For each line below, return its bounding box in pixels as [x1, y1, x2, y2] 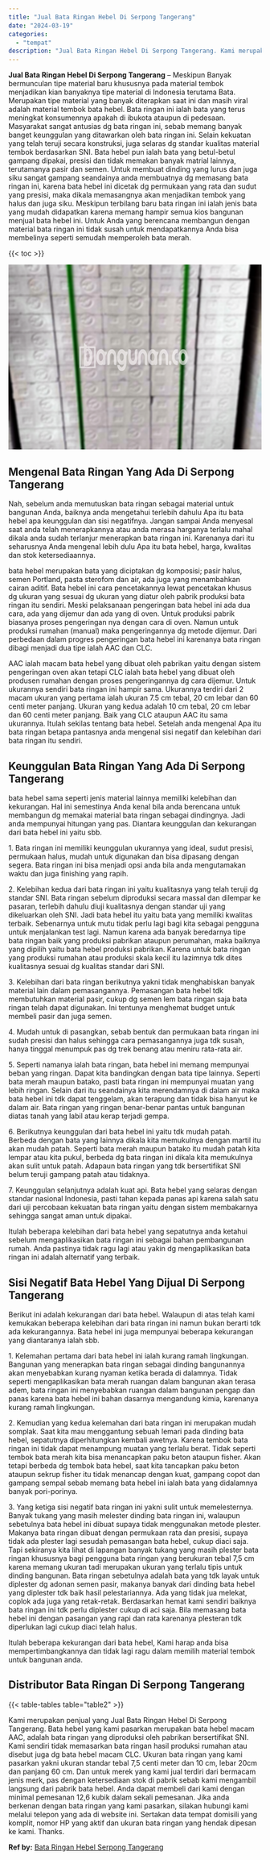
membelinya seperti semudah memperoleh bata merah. [8, 233, 191, 243]
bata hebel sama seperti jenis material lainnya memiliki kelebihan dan [8, 793, 237, 803]
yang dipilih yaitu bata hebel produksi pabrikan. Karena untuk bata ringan [8, 944, 252, 955]
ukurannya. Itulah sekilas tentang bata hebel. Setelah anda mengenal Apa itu [8, 718, 262, 729]
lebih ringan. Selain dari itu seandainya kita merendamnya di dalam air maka [8, 1085, 260, 1096]
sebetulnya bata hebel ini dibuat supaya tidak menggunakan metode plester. [8, 1520, 261, 1529]
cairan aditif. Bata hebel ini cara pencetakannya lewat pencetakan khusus [8, 583, 252, 593]
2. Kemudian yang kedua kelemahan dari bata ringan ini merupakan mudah [8, 1418, 256, 1428]
